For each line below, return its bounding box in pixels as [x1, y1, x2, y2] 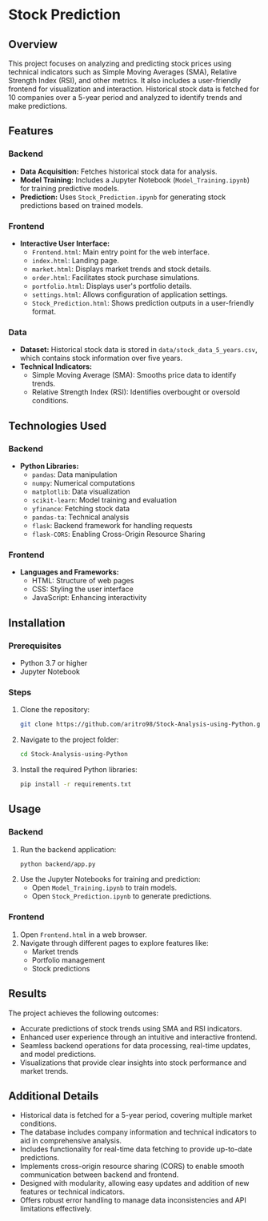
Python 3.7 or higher [19, 658, 88, 667]
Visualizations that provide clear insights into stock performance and [19, 1058, 246, 1067]
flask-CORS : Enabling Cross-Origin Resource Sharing [31, 529, 206, 538]
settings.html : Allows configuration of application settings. [31, 290, 228, 299]
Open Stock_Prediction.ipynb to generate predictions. [31, 891, 212, 901]
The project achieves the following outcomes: [8, 1008, 159, 1018]
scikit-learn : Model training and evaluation [31, 494, 178, 505]
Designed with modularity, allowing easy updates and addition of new [19, 1179, 250, 1188]
